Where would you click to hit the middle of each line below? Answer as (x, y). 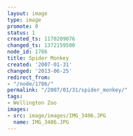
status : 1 (21, 33)
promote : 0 (23, 26)
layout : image (28, 13)
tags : (15, 97)
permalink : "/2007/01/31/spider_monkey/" (68, 90)
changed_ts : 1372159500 (41, 45)
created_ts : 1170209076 (41, 39)
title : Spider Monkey (38, 58)
